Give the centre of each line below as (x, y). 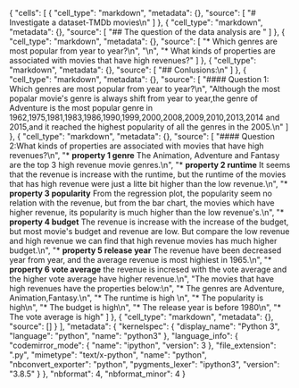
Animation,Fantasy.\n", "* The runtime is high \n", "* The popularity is (137, 298)
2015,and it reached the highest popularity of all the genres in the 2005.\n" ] (149, 127)
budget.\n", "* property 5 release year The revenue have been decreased (145, 250)
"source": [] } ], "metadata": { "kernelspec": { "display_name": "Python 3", (145, 326)
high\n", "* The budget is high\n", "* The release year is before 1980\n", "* (145, 307)
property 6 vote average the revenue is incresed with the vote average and (148, 269)
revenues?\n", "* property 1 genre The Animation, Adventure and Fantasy (145, 155)
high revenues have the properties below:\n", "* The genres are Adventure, (147, 288)
